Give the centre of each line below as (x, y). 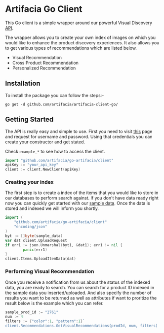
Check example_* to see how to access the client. (55, 151)
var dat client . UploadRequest (36, 240)
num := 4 (14, 317)
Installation (23, 83)
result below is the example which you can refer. (54, 303)
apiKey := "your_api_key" (32, 165)
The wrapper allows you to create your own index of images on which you (81, 37)
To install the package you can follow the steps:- (55, 95)
